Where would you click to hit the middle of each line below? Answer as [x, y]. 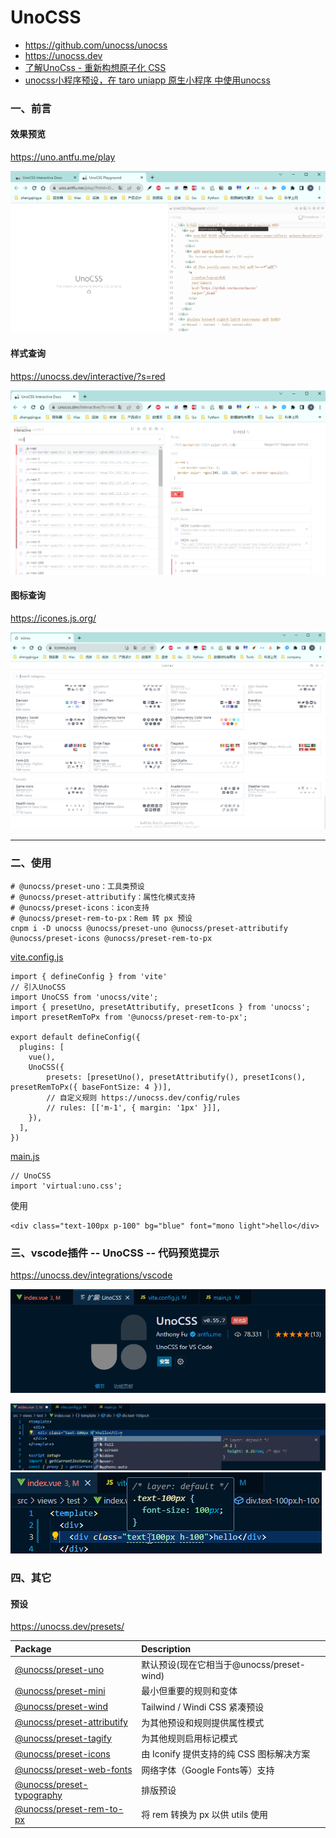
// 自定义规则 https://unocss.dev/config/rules [143, 1097]
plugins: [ [42, 1047]
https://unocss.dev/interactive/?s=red [88, 376]
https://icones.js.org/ [53, 618]
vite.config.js [37, 957]
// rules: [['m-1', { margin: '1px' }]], [134, 1107]
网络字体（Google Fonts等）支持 [208, 1770]
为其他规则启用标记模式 [189, 1738]
